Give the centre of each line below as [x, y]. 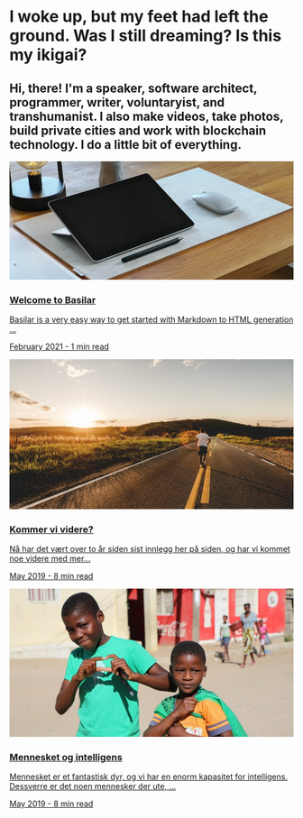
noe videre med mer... [50, 559]
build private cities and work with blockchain [138, 130]
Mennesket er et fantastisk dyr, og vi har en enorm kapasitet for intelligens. [149, 777]
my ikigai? [48, 55]
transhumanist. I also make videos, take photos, [147, 116]
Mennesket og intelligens [66, 757]
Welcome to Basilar [53, 299]
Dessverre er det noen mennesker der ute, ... [93, 786]
